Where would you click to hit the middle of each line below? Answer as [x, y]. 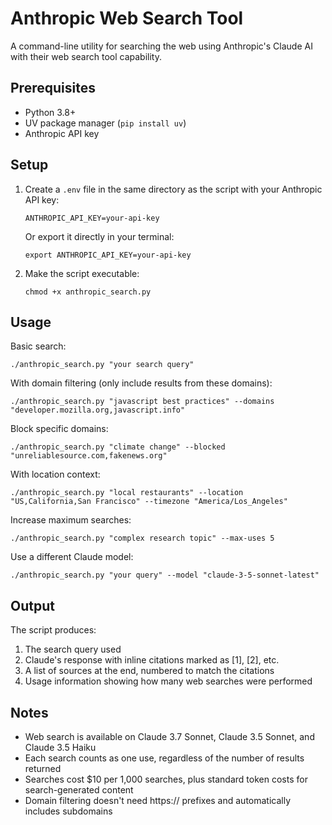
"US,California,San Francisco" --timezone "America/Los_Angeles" [149, 502]
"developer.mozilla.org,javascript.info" [98, 410]
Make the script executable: [82, 273]
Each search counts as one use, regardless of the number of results [164, 758]
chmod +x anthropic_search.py [88, 292]
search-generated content [79, 790]
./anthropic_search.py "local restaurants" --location [127, 493]
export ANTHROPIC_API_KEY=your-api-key [108, 255]
